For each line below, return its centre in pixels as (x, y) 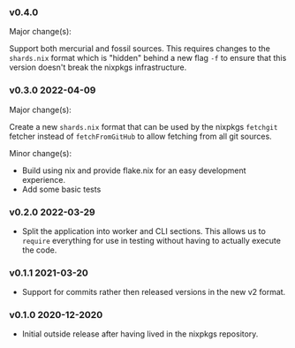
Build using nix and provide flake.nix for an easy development (134, 170)
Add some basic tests (61, 189)
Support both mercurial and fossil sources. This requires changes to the (140, 49)
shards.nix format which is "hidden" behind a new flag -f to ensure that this (148, 58)
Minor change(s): (41, 153)
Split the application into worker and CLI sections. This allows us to (144, 231)
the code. (39, 250)
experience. (44, 179)
